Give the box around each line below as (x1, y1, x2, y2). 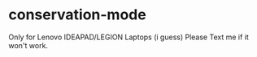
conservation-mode (8, 6, 146, 24)
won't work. (8, 40, 49, 50)
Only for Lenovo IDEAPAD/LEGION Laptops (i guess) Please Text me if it (8, 32, 250, 42)
